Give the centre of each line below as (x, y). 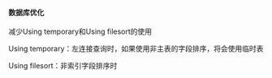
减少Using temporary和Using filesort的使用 (80, 31)
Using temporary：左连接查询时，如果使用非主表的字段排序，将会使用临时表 (136, 49)
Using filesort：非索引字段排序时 (63, 66)
